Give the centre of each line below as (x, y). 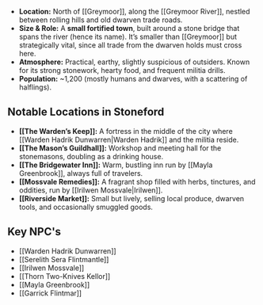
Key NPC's (34, 232)
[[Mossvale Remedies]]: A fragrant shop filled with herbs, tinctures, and (137, 181)
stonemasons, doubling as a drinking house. (91, 156)
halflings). (35, 87)
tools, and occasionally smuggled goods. (86, 207)
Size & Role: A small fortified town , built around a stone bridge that (129, 28)
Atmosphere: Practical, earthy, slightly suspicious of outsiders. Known (134, 62)
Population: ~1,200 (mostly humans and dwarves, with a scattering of (133, 79)
